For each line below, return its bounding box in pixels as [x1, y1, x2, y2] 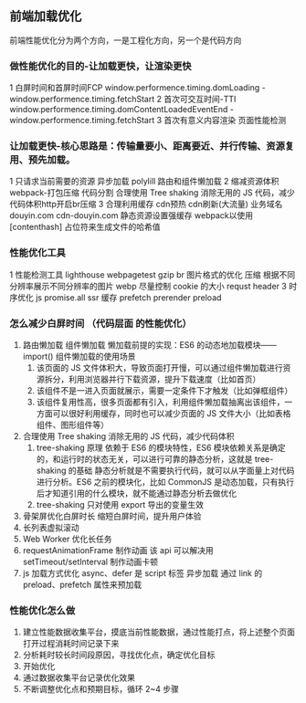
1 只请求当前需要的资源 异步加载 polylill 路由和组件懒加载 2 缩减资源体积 [9, 176, 280, 187]
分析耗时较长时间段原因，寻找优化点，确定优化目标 [22, 649, 216, 660]
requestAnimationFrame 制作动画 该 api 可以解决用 [22, 545, 215, 555]
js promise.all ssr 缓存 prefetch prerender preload [35, 291, 222, 303]
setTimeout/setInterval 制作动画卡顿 [22, 556, 158, 567]
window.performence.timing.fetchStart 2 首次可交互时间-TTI [9, 94, 237, 105]
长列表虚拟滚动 [22, 522, 79, 532]
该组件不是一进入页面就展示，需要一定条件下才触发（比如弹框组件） [36, 385, 293, 395]
